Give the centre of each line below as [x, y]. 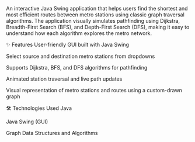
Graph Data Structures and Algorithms [52, 133]
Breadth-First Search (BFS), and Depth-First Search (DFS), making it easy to [98, 27]
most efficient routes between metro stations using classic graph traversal [95, 15]
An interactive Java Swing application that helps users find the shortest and [97, 8]
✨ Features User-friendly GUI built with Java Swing [68, 44]
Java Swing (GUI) [27, 122]
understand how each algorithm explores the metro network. [79, 33]
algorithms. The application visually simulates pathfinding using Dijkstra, [93, 21]
